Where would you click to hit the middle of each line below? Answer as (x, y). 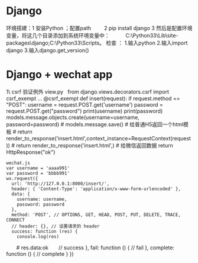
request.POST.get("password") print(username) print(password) (85, 111)
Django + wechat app (59, 75)
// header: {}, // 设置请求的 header (56, 226)
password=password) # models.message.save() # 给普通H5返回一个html (95, 124)
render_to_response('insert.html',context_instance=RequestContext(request (98, 138)
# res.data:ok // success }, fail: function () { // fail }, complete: (95, 248)
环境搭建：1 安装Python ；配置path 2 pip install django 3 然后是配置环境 (99, 28)
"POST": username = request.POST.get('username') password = (85, 104)
